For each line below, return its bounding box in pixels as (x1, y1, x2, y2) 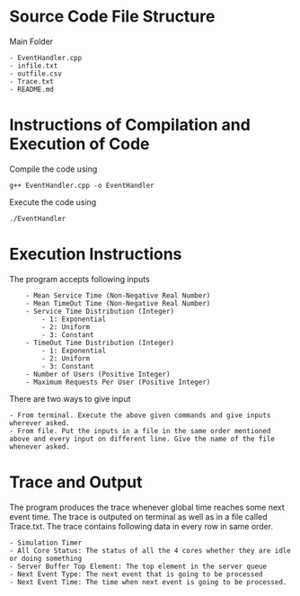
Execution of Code (9, 134, 150, 155)
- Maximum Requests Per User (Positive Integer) (25, 378, 211, 387)
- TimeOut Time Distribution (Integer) (25, 338, 175, 347)
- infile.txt (9, 61, 58, 70)
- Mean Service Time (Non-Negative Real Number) (25, 290, 211, 300)
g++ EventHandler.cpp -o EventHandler (9, 181, 154, 190)
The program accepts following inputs (9, 273, 150, 284)
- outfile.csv (9, 69, 63, 78)
